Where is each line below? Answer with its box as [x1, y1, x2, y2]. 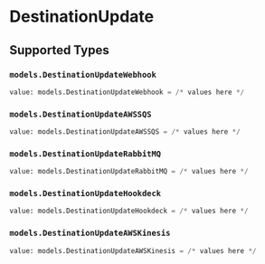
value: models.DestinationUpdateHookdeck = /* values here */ [9, 206, 249, 216]
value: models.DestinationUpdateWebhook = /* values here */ [9, 88, 245, 97]
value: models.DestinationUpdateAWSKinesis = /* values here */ [9, 246, 257, 255]
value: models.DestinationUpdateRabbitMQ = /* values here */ [9, 167, 249, 176]
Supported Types [9, 42, 110, 58]
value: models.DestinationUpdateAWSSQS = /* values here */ [9, 127, 241, 137]
